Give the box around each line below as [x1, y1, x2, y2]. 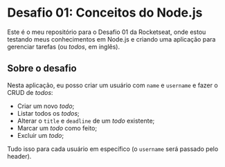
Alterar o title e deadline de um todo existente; [17, 116, 155, 125]
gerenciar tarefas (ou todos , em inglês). [7, 42, 120, 51]
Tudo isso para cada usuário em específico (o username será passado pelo [7, 144, 219, 153]
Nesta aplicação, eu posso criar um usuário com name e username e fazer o [7, 81, 218, 89]
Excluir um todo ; [17, 131, 64, 139]
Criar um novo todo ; [17, 102, 75, 110]
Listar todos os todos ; [17, 109, 80, 117]
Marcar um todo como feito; [17, 123, 98, 132]
